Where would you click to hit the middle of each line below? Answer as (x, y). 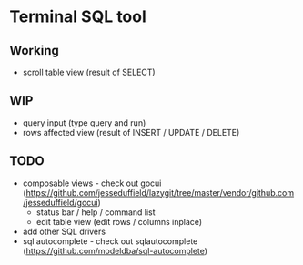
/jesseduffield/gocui (60, 202)
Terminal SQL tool (78, 17)
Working (34, 51)
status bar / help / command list (96, 212)
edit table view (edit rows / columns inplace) (119, 221)
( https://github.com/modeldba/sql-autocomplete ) (115, 250)
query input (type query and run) (84, 122)
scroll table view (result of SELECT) (89, 72)
